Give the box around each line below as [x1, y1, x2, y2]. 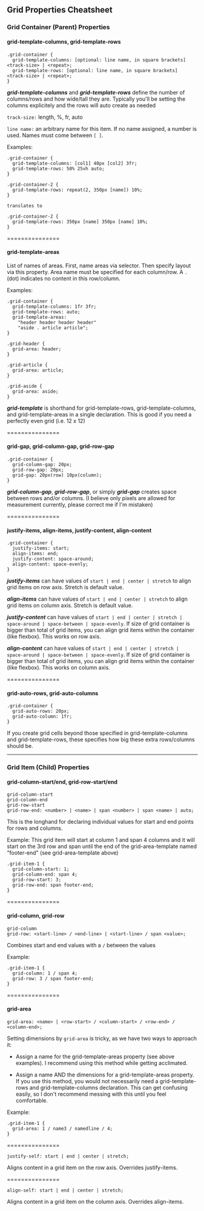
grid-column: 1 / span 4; [12, 970, 78, 976]
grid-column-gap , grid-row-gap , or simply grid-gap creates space [7, 488, 177, 495]
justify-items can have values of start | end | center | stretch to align [7, 577, 191, 584]
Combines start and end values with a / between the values [7, 941, 156, 949]
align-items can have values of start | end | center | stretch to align [7, 595, 188, 602]
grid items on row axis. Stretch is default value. [7, 584, 124, 591]
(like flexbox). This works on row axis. [7, 633, 102, 640]
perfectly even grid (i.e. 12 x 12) [7, 417, 85, 424]
